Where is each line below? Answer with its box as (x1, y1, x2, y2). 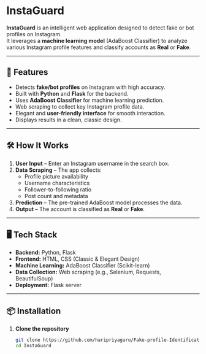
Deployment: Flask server (15, 282, 82, 289)
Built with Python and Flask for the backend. (15, 90, 129, 97)
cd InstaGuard (15, 343, 51, 349)
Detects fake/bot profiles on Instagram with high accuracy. (15, 83, 166, 91)
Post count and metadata (24, 192, 88, 199)
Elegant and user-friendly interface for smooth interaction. (15, 109, 166, 117)
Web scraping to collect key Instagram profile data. (15, 102, 145, 110)
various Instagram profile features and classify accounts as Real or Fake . (6, 44, 191, 51)
